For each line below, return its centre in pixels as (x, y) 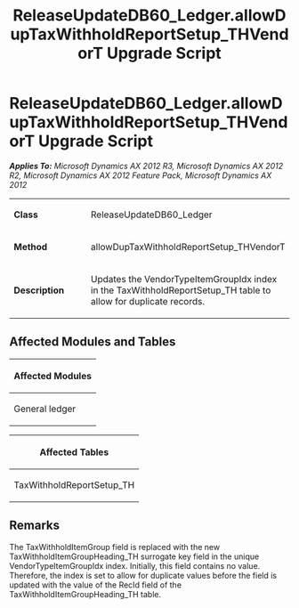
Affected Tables (74, 452)
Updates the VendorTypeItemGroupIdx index (184, 279)
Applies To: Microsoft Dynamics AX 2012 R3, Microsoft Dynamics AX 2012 (146, 166)
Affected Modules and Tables (93, 342)
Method (31, 247)
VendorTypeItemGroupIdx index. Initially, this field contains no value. (135, 565)
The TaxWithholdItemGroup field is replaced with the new (115, 547)
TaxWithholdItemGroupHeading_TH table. (85, 594)
